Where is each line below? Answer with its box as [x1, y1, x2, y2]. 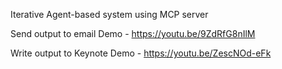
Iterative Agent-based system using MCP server [10, 9, 209, 20]
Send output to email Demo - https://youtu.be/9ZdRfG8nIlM [10, 28, 256, 39]
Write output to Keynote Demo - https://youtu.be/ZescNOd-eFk [10, 47, 272, 59]
